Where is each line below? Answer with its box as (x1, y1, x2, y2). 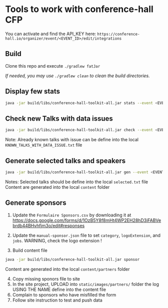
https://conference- (97, 32, 140, 37)
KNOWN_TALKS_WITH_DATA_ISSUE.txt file (5, 142, 82, 148)
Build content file (12, 247, 47, 253)
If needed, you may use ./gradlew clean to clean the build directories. (5, 73, 150, 79)
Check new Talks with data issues (5, 114, 113, 123)
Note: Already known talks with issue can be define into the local (5, 137, 139, 143)
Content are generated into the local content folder (5, 184, 110, 190)
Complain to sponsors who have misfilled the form (12, 291, 116, 297)
